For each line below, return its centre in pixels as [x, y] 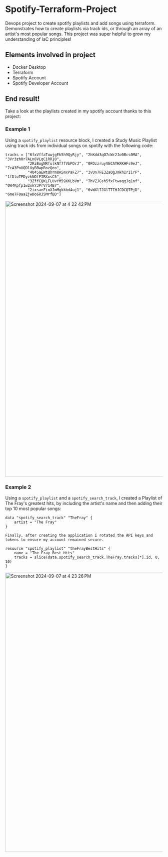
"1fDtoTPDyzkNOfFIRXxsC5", [33, 177]
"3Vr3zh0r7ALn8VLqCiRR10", [33, 159]
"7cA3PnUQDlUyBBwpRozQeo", [33, 168]
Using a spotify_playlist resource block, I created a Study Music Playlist [81, 140]
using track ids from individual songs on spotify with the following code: [79, 145]
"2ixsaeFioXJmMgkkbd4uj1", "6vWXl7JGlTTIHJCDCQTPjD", [84, 190]
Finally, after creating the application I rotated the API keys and [79, 536]
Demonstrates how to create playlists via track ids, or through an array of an [83, 28]
